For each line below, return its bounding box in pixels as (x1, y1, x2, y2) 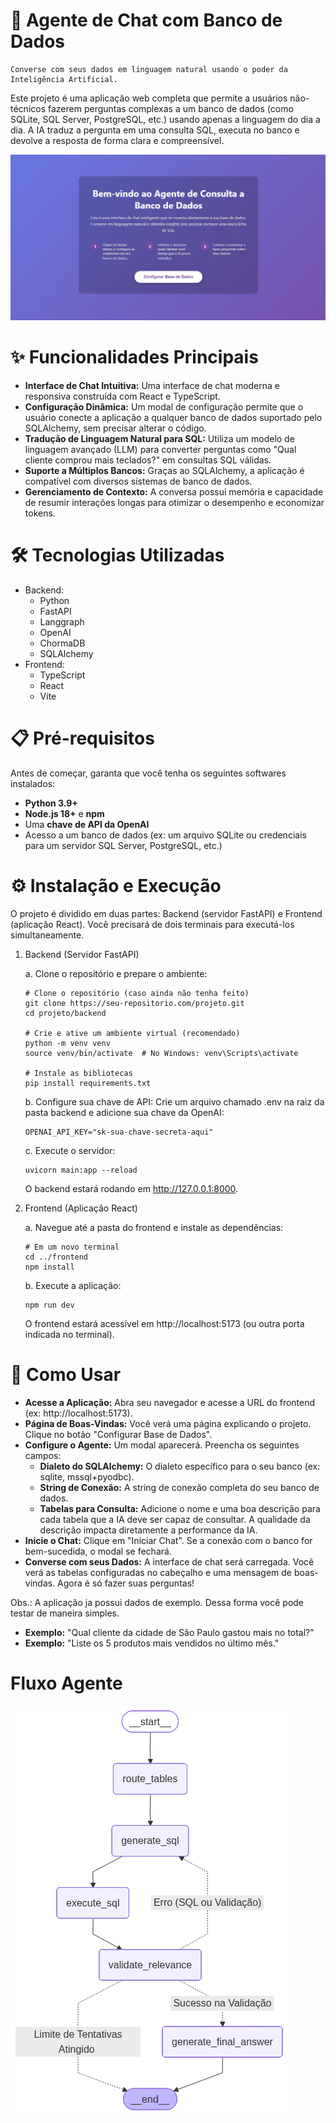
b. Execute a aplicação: (24, 1279, 122, 1291)
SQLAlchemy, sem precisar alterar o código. (24, 422, 207, 434)
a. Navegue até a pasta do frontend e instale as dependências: (24, 1221, 284, 1233)
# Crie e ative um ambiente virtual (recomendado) (24, 1028, 241, 1038)
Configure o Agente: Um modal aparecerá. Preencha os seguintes (24, 1439, 300, 1451)
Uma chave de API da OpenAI (24, 819, 150, 831)
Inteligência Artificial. (10, 74, 118, 84)
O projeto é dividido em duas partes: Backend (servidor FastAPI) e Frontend (10, 907, 323, 919)
